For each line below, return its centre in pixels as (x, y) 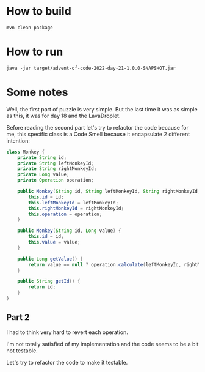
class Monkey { (26, 152)
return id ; (42, 287)
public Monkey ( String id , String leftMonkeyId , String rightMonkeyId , (109, 192)
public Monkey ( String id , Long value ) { (69, 231)
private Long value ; (43, 175)
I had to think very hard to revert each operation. (67, 332)
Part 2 (18, 317)
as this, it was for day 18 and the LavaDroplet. (63, 116)
